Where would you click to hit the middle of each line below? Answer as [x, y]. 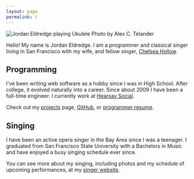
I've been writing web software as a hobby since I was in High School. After [97, 84]
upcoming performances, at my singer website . [63, 170]
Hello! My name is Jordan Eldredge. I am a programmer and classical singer [97, 45]
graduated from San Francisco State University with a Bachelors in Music [94, 146]
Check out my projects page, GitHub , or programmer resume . [80, 107]
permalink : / [22, 17]
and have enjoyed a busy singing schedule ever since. [71, 152]
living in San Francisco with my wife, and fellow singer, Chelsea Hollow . [92, 51]
